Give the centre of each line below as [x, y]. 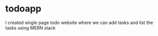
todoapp [23, 9]
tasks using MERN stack [30, 27]
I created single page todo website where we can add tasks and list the [79, 22]
